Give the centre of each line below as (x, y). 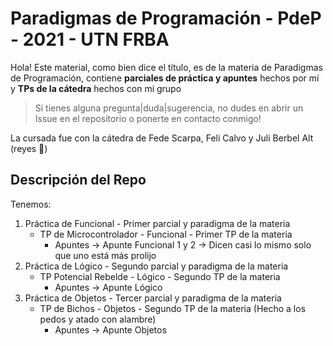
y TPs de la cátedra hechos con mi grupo (96, 88)
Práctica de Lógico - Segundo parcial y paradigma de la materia (156, 266)
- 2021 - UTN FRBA (90, 39)
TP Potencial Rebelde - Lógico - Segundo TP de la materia (160, 276)
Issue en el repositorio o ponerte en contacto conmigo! (148, 118)
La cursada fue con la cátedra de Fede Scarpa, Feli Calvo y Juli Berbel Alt (162, 138)
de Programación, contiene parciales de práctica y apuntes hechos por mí (165, 78)
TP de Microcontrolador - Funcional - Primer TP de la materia (166, 234)
